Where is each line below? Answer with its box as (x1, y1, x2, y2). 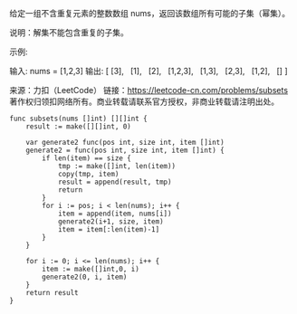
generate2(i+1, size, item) (57, 217, 165, 226)
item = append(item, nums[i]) (57, 209, 172, 218)
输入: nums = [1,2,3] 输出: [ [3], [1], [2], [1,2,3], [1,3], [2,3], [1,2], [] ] (9, 66, 288, 76)
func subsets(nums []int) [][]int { (9, 114, 148, 123)
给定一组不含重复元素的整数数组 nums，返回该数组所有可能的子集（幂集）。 (9, 8, 291, 18)
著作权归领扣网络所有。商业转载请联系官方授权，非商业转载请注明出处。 (9, 96, 279, 107)
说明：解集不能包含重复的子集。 (9, 27, 129, 38)
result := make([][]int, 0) (25, 122, 131, 131)
